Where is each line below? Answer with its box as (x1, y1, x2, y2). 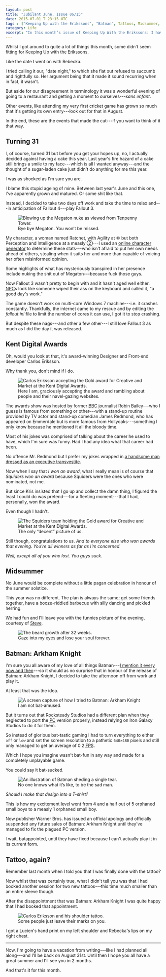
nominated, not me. (5, 478, 45, 484)
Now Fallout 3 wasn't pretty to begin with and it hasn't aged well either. (5, 280, 150, 286)
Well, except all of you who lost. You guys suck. (5, 552, 102, 558)
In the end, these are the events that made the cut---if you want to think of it (5, 118, 161, 123)
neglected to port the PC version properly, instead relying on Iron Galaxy (5, 717, 153, 723)
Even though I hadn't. (5, 508, 49, 514)
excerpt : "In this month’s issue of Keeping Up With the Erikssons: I (5, 30, 154, 35)
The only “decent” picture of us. (18, 528, 83, 534)
